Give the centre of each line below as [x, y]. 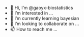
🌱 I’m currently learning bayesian [45, 18]
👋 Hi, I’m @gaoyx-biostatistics [41, 8]
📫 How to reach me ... [34, 29]
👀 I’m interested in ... [32, 13]
